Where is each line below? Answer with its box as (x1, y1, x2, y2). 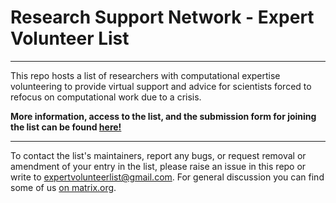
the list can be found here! (10, 121, 122, 133)
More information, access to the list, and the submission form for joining (10, 110, 317, 122)
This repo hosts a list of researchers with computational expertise (10, 69, 281, 81)
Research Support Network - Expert (10, 6, 315, 29)
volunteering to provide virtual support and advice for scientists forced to (10, 80, 312, 92)
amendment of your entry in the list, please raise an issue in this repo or (10, 160, 307, 172)
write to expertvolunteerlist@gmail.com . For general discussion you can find (10, 171, 325, 183)
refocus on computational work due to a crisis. (10, 91, 202, 103)
